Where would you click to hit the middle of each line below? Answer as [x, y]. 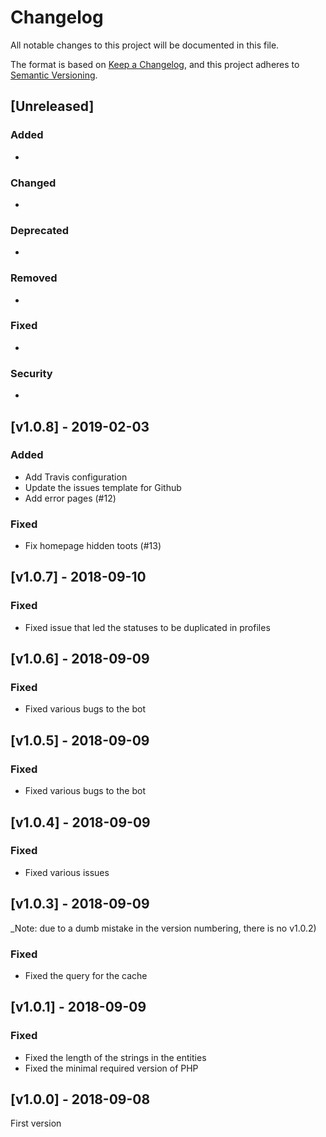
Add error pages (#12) [70, 498]
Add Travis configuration [76, 477]
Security [31, 373]
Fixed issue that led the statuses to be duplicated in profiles [147, 627]
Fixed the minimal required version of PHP [111, 1068]
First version [36, 1123]
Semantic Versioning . [54, 75]
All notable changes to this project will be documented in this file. [145, 45]
